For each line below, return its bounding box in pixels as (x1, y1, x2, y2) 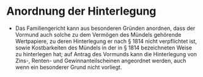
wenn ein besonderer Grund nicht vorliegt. (15, 63, 122, 71)
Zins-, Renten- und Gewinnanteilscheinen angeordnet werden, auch (15, 57, 186, 64)
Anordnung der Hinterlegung (6, 4, 157, 18)
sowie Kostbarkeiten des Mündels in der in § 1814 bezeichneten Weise (15, 44, 193, 51)
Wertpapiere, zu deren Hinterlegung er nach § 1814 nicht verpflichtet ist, (15, 37, 197, 45)
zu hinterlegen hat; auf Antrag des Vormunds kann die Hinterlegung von (15, 50, 197, 57)
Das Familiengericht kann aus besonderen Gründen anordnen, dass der (15, 24, 196, 32)
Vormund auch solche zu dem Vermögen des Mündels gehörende (15, 31, 182, 38)
